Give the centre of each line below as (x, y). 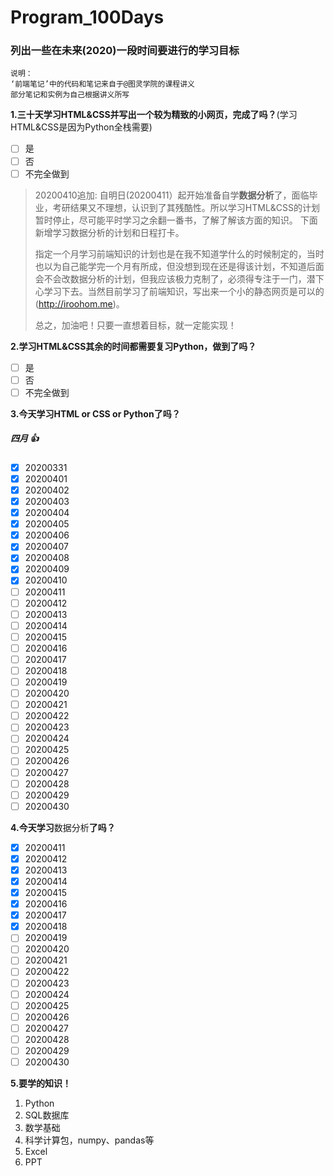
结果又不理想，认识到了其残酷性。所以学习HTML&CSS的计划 (195, 207)
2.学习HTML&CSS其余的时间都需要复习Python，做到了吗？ (133, 346)
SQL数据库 (47, 1115)
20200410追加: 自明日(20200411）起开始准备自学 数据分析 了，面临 (172, 195)
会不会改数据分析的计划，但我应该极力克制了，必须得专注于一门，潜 (175, 278)
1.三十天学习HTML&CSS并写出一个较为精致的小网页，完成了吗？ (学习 (154, 115)
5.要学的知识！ (41, 1083)
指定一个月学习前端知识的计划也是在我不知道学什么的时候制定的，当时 (179, 253)
